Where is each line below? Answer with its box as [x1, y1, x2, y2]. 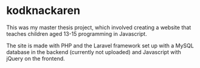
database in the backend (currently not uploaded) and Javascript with [6, 48, 181, 55]
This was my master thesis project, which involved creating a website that [6, 24, 191, 31]
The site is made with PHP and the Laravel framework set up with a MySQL [6, 42, 195, 49]
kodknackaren [6, 4, 81, 18]
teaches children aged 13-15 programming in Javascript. [6, 30, 147, 37]
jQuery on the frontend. [6, 55, 65, 62]
